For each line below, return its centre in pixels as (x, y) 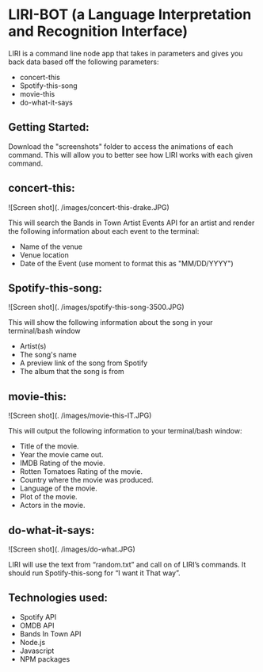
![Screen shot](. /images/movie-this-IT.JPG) (80, 416)
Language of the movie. (58, 488)
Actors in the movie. (52, 506)
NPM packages (45, 659)
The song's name (48, 355)
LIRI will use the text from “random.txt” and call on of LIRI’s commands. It (127, 565)
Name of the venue (51, 246)
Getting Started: (49, 127)
